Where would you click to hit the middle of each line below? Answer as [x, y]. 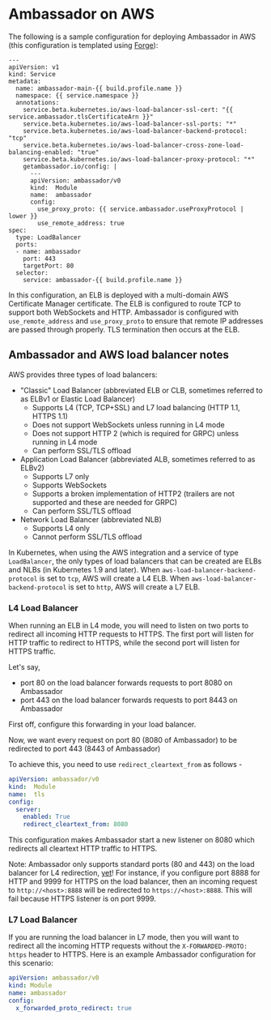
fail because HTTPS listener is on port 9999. [82, 899]
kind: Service [32, 74]
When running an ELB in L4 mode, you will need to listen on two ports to [129, 626]
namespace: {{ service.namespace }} [77, 95]
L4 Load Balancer [43, 607]
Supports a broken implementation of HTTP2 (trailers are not [133, 493]
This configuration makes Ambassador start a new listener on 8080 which [131, 840]
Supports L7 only [61, 476]
